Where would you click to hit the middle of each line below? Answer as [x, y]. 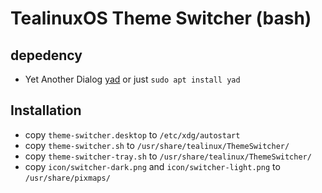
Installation [46, 110]
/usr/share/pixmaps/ [67, 178]
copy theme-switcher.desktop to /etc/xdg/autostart [132, 134]
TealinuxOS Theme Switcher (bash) [161, 18]
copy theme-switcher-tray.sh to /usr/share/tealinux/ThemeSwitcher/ [168, 156]
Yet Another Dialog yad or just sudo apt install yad [132, 79]
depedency [46, 55]
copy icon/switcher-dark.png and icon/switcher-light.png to [152, 166]
